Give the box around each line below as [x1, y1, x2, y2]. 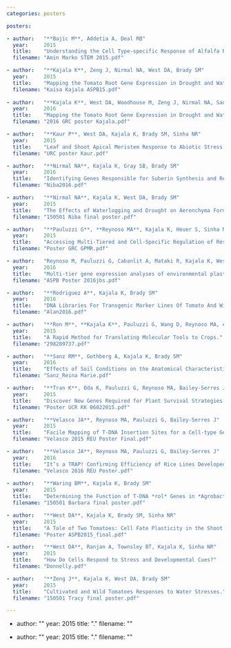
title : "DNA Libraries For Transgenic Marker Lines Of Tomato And [12, 302, 217, 309]
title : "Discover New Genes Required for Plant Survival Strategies [12, 397, 223, 404]
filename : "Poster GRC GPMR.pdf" [12, 245, 109, 252]
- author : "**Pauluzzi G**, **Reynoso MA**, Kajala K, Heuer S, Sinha [6, 226, 220, 233]
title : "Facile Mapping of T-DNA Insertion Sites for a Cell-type [12, 429, 217, 436]
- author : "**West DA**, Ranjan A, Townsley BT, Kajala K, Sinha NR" [6, 544, 217, 551]
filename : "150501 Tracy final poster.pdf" [12, 595, 139, 602]
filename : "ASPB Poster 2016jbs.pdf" [12, 277, 121, 284]
